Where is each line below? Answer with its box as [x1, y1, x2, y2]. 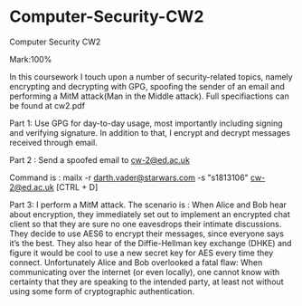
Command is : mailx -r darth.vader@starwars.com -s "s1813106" [9, 172, 249, 183]
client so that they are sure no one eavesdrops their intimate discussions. [9, 218, 282, 229]
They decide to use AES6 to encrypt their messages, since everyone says [9, 228, 285, 239]
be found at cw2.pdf [9, 100, 86, 110]
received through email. [9, 137, 98, 148]
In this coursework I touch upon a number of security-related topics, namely [9, 71, 293, 82]
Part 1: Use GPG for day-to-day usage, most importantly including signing [9, 118, 283, 129]
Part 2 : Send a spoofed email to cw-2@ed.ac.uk [9, 154, 190, 165]
